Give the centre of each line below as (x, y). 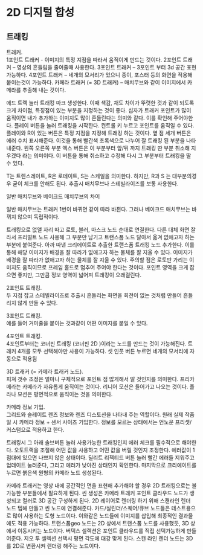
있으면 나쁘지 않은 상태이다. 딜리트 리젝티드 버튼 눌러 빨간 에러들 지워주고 (108, 457)
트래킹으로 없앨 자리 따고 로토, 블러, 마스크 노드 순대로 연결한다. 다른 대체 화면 (98, 229)
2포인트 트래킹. (24, 288)
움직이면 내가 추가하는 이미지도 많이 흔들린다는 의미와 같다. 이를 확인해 (89, 118)
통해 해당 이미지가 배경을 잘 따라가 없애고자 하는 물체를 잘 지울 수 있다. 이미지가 (100, 252)
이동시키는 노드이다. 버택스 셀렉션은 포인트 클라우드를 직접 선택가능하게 (101, 531)
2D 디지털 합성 (40, 12)
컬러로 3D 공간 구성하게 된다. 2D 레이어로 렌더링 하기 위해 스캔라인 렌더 (106, 501)
